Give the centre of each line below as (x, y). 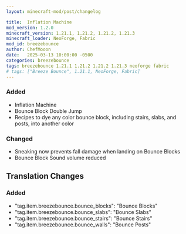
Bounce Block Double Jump (48, 111)
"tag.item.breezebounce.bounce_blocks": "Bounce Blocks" (86, 206)
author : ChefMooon (28, 50)
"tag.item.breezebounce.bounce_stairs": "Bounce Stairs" (83, 218)
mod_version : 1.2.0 (30, 28)
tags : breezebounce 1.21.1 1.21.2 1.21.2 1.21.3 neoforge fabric (87, 66)
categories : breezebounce (38, 60)
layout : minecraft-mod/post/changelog (53, 11)
